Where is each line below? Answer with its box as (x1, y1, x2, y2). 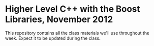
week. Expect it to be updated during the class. (5, 35, 101, 41)
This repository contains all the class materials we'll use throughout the (5, 30, 150, 36)
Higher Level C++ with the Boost (5, 3, 140, 15)
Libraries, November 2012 (5, 14, 113, 25)
